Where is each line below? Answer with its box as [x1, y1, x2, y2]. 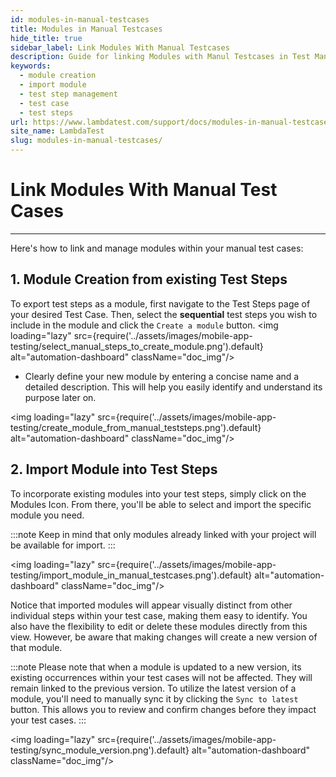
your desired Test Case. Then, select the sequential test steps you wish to [10, 308, 318, 320]
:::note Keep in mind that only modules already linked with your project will [10, 528, 317, 540]
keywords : [10, 61, 52, 71]
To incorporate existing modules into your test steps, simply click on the [10, 487, 307, 500]
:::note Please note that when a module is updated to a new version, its [10, 661, 302, 673]
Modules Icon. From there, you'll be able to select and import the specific [10, 498, 312, 510]
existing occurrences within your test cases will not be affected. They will [10, 671, 313, 683]
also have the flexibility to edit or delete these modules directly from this [10, 620, 308, 632]
